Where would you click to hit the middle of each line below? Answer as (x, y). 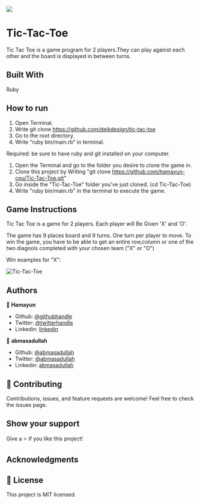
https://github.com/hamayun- (148, 172)
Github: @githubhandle (44, 316)
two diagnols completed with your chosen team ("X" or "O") (80, 248)
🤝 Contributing (34, 384)
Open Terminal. (34, 122)
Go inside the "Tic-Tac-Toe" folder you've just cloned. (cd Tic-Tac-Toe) (103, 184)
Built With (25, 75)
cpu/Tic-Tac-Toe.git (39, 178)
